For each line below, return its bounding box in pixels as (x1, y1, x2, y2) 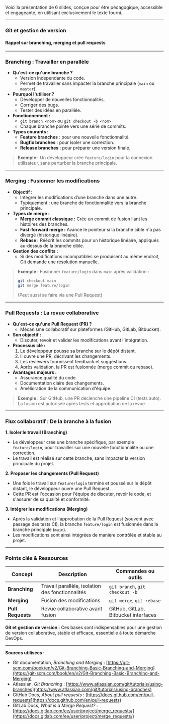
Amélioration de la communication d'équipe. (20, 385, 112, 391)
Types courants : (12, 129, 49, 135)
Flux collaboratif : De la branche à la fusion (5, 418, 112, 425)
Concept (11, 571, 33, 578)
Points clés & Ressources (5, 554, 68, 561)
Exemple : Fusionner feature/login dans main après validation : (17, 268, 149, 274)
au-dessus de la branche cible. (20, 243, 84, 249)
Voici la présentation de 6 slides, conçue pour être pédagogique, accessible (5, 5, 163, 10)
